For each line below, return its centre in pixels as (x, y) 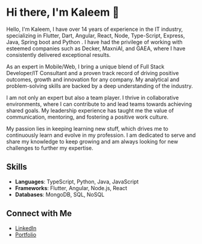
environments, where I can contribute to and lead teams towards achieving (99, 104)
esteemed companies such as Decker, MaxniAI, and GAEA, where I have (96, 48)
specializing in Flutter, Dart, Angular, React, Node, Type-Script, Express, (96, 35)
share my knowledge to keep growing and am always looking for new (92, 141)
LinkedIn (26, 228)
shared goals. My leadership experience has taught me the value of (90, 110)
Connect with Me (39, 213)
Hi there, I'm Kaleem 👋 (63, 12)
